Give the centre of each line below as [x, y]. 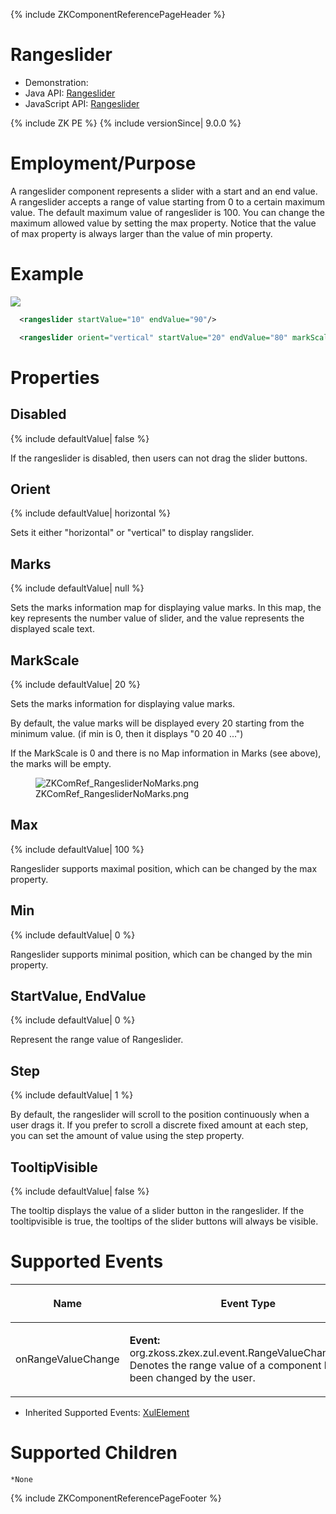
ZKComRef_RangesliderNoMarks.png [112, 793]
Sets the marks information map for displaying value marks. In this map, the [166, 608]
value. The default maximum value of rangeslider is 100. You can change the [167, 212]
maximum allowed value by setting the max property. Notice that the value [163, 223]
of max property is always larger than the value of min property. [141, 233]
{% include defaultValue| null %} [77, 588]
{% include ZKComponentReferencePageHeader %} [118, 14]
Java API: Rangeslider [70, 93]
